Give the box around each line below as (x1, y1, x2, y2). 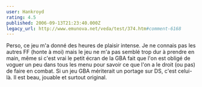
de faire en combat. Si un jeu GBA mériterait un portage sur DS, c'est (6, 67, 177, 75)
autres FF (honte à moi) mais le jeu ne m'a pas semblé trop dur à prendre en (6, 49, 195, 56)
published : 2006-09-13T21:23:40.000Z (6, 20, 101, 26)
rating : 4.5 (6, 14, 36, 20)
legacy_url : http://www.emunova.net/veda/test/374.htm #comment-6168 (6, 25, 182, 32)
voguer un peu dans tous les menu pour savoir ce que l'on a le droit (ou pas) (6, 61, 195, 68)
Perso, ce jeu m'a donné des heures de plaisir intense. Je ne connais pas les (6, 42, 196, 49)
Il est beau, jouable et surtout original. (13, 74, 107, 81)
